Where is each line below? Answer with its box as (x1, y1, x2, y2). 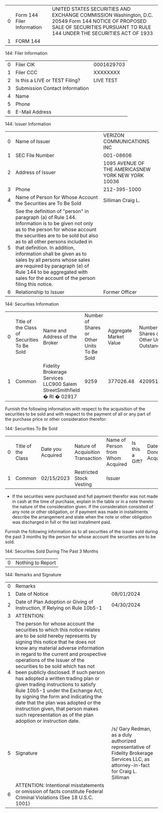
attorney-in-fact (111, 762, 150, 768)
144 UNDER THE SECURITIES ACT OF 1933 (51, 30, 153, 36)
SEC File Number (15, 152, 54, 158)
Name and (43, 328, 67, 334)
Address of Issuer (15, 169, 56, 175)
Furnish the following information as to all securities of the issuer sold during (5, 529, 158, 534)
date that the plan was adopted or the (15, 699, 101, 706)
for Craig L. (111, 768, 137, 775)
